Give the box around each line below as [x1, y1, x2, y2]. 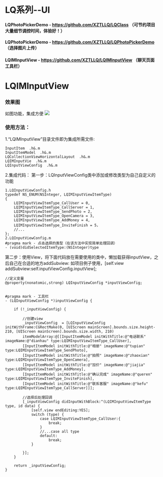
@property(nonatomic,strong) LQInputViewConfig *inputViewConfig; [5, 280, 143, 285]
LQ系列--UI [5, 4, 50, 16]
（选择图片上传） [5, 45, 39, 51]
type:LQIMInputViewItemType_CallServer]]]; [5, 385, 95, 390]
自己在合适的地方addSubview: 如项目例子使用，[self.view [9, 260, 124, 266]
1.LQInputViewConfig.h [5, 188, 51, 193]
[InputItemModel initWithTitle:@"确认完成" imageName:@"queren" [22, 372, 153, 377]
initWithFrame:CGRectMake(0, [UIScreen [5, 325, 86, 330]
